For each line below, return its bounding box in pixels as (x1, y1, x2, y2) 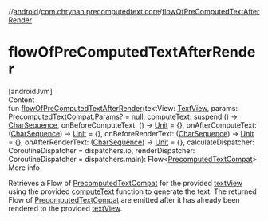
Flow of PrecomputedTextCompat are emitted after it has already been (8, 195, 241, 204)
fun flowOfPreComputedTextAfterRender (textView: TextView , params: (8, 103, 238, 112)
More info (8, 163, 41, 172)
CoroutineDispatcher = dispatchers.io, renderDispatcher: (8, 145, 195, 155)
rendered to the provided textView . (8, 203, 122, 213)
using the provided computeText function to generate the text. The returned (8, 187, 257, 196)
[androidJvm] (8, 86, 53, 96)
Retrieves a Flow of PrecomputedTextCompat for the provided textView (8, 178, 243, 187)
